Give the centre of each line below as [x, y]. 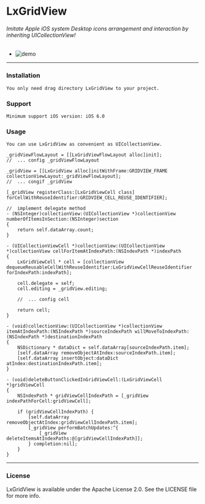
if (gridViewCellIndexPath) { [56, 412]
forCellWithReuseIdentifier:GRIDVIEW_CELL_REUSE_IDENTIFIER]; [87, 198]
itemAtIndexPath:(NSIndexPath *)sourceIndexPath [69, 332]
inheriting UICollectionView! [41, 35]
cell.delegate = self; [46, 283]
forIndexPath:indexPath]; [39, 273]
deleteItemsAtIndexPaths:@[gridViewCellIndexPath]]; [75, 439]
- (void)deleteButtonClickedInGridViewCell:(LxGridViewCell [85, 380]
